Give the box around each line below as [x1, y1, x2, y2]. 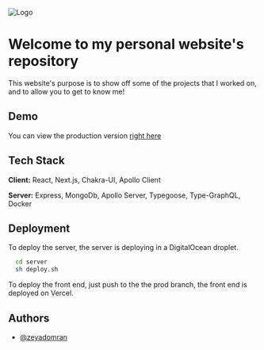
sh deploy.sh [15, 266, 59, 274]
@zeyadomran [19, 332, 68, 341]
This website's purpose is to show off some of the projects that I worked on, [8, 78, 258, 87]
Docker [8, 198, 33, 208]
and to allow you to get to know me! [8, 87, 125, 96]
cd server [15, 258, 48, 266]
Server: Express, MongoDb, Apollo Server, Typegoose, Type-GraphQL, [8, 190, 241, 200]
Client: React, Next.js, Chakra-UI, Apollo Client [8, 175, 161, 184]
